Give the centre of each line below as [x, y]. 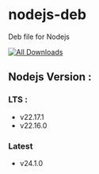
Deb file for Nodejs [39, 37]
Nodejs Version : [50, 77]
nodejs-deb [48, 15]
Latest [21, 146]
